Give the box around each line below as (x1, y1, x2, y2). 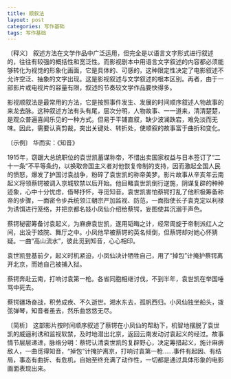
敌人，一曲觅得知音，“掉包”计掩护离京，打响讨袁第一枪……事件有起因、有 (7, 347, 216, 356)
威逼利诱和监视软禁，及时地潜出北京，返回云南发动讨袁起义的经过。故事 (19, 330, 224, 338)
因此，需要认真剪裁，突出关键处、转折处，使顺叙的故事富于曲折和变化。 (19, 124, 224, 132)
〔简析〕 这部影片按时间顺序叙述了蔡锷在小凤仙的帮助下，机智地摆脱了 (7, 321, 208, 329)
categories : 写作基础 (7, 23, 65, 30)
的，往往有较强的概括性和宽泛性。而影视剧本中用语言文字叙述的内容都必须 (7, 58, 218, 66)
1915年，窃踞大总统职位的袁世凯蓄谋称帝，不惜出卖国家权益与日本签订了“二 (7, 153, 221, 162)
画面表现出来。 (7, 365, 49, 373)
